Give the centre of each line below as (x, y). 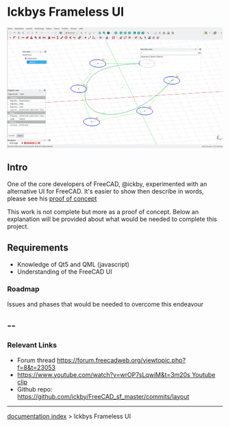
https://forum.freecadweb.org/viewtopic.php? (122, 360)
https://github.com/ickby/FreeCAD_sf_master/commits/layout (103, 396)
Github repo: (35, 389)
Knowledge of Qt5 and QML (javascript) (73, 264)
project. (18, 226)
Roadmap (23, 289)
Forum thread (36, 360)
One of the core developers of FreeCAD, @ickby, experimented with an (107, 184)
